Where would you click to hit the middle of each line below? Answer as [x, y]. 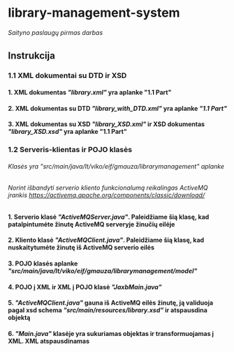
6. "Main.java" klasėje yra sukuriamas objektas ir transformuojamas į [111, 333]
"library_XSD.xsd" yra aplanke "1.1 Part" [68, 132]
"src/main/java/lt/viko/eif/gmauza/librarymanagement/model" [103, 271]
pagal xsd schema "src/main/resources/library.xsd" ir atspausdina [108, 310]
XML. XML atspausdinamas [49, 341]
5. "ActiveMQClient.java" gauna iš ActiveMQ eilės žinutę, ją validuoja [111, 303]
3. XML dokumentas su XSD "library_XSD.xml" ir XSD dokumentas [107, 124]
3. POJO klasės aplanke [43, 263]
